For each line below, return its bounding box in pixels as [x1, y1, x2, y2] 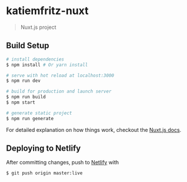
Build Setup [6, 41, 49, 51]
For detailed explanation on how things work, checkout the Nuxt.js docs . [6, 126, 182, 133]
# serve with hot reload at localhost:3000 [6, 72, 115, 78]
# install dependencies [6, 56, 65, 62]
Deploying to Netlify [6, 143, 81, 154]
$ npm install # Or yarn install [6, 62, 88, 68]
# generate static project [6, 110, 72, 116]
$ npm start [6, 100, 35, 105]
